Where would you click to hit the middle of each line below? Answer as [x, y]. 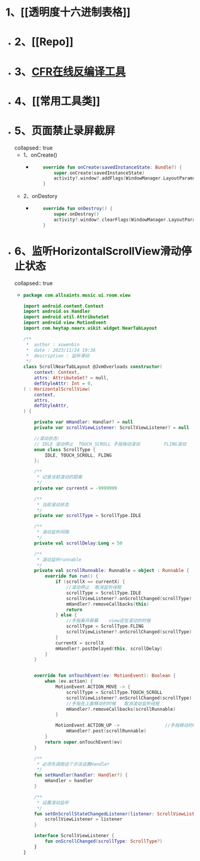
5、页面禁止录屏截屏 [65, 131]
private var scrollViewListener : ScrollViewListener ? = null [112, 428]
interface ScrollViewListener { [74, 836]
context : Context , [57, 372]
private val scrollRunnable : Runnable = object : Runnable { [112, 571]
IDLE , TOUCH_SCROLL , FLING [78, 455]
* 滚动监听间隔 [53, 532]
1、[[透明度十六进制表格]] [68, 12]
